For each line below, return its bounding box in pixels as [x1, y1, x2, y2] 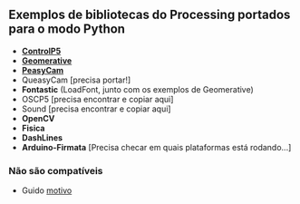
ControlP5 [21, 45, 62, 56]
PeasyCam [21, 64, 64, 75]
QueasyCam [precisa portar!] [21, 74, 131, 85]
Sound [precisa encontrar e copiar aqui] [21, 103, 171, 114]
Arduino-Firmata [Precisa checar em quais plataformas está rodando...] [21, 141, 292, 152]
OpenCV [21, 112, 55, 123]
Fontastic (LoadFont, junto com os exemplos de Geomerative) [21, 83, 255, 94]
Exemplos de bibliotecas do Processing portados [8, 7, 291, 23]
